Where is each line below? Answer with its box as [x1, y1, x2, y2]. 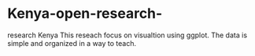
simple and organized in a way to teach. [7, 38, 137, 47]
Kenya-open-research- [7, 5, 163, 23]
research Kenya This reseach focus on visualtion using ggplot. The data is [7, 30, 248, 40]
